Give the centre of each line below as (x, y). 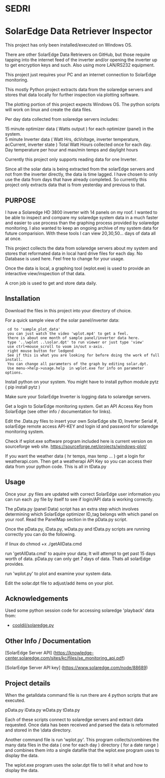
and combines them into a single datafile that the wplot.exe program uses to (82, 750)
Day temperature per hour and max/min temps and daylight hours (72, 150)
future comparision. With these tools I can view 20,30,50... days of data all (81, 233)
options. (14, 372)
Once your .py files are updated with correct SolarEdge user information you (82, 494)
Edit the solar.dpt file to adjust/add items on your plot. (60, 583)
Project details (28, 683)
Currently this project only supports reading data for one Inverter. (71, 159)
